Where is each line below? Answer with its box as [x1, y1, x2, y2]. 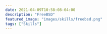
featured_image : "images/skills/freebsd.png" [5, 16, 102, 21]
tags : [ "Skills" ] [5, 21, 42, 26]
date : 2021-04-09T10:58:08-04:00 [5, 7, 76, 12]
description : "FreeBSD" [5, 12, 56, 17]
